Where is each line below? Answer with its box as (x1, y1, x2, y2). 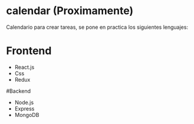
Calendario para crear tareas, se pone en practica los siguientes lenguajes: (6, 24, 189, 31)
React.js (14, 63, 35, 71)
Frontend (6, 44, 52, 58)
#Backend (6, 87, 31, 95)
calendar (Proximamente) (6, 4, 134, 18)
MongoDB (14, 111, 40, 118)
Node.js (14, 99, 34, 106)
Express (14, 105, 35, 112)
